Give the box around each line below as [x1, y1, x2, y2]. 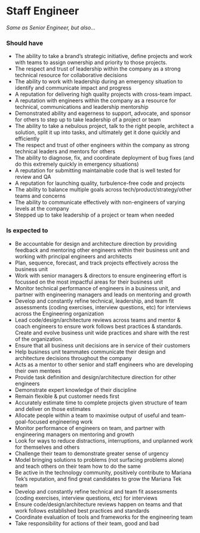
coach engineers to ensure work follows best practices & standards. [14, 322, 183, 330]
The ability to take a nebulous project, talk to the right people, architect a [14, 123, 194, 130]
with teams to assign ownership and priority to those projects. [14, 59, 167, 66]
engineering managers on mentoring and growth [14, 431, 134, 438]
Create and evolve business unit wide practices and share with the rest [14, 329, 190, 336]
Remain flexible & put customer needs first [14, 392, 119, 400]
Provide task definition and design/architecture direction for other [14, 373, 176, 380]
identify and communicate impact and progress [14, 84, 132, 92]
